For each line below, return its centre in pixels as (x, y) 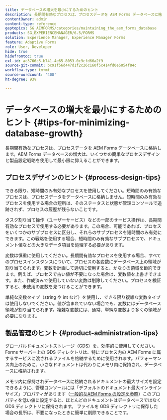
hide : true (16, 51)
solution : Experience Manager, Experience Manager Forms (65, 38)
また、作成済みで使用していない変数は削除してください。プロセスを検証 (87, 280)
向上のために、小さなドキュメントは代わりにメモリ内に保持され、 (77, 365)
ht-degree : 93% (21, 79)
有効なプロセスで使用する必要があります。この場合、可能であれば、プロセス (83, 226)
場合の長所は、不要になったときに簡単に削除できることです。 (68, 413)
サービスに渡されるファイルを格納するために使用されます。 (75, 358)
